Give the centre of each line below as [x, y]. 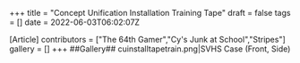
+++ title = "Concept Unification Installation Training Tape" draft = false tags [150, 13]
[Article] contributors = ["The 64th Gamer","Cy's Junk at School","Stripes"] [148, 39]
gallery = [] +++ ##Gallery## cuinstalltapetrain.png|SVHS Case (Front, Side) [150, 49]
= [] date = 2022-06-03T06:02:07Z [75, 22]
